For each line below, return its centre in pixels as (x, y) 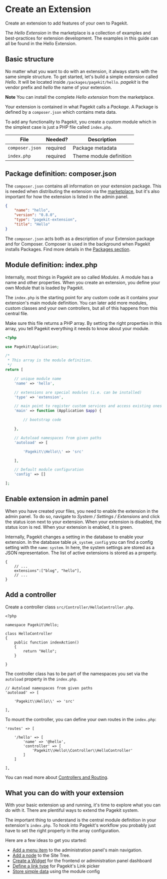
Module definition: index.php (51, 265)
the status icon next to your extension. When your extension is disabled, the (83, 522)
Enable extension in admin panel (57, 499)
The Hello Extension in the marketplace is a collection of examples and (78, 33)
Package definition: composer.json (61, 174)
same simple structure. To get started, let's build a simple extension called (82, 77)
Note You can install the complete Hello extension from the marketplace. (80, 97)
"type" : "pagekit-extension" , (46, 220)
